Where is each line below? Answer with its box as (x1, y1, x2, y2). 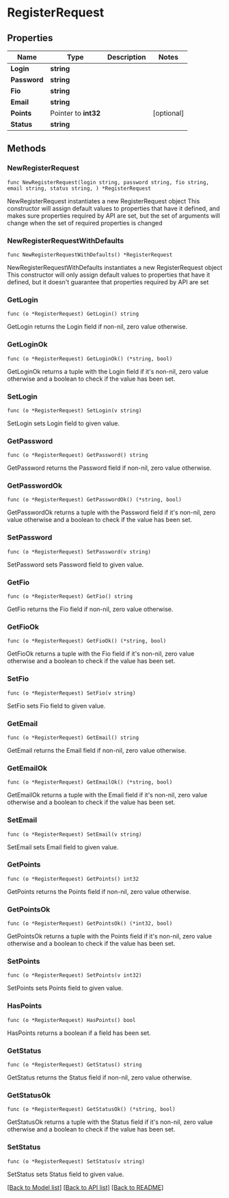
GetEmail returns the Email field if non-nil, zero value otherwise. (7, 746, 187, 754)
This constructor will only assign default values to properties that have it (7, 271, 211, 279)
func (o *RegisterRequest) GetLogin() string (7, 310, 139, 318)
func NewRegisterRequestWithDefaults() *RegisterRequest (7, 251, 173, 258)
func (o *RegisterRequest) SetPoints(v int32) (7, 972, 142, 979)
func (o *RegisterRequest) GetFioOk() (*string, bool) (7, 638, 167, 645)
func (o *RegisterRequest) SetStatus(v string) (7, 1158, 146, 1165)
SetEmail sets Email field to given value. (7, 843, 119, 851)
